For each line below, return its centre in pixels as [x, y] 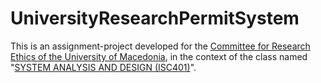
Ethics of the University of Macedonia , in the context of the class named [159, 56]
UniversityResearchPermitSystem [155, 18]
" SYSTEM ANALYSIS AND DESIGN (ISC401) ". [103, 67]
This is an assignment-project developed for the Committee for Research [160, 46]
